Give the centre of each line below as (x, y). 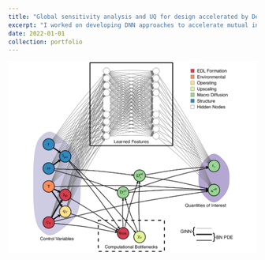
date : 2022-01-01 (37, 33)
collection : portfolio (45, 42)
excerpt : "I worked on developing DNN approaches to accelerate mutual (128, 25)
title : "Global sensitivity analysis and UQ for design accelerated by (128, 17)
